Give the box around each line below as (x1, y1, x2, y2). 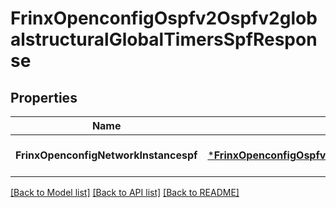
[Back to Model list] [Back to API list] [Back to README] (10, 187, 240, 198)
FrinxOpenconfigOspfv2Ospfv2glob (10, 7, 318, 30)
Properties (10, 89, 78, 106)
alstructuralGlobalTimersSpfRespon (10, 28, 318, 51)
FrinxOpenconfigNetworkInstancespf (15, 148, 198, 162)
